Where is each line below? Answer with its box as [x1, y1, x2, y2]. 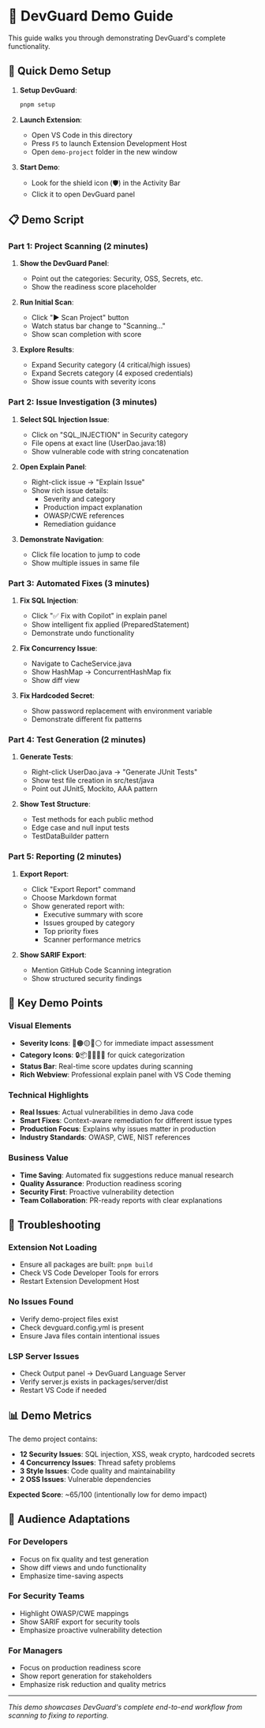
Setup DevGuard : [19, 85, 77, 95]
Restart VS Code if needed [19, 1386, 106, 1395]
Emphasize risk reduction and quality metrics [19, 1680, 167, 1689]
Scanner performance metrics [43, 935, 141, 944]
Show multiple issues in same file [31, 558, 140, 567]
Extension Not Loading [8, 1242, 97, 1253]
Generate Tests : [19, 752, 73, 762]
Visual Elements [8, 1020, 72, 1031]
